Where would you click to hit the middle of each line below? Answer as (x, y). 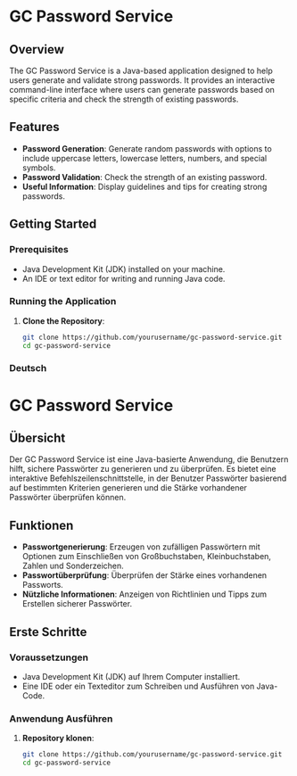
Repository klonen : (58, 739)
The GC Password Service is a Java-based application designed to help (141, 70)
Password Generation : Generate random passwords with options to (147, 148)
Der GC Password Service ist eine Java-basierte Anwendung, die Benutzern (149, 459)
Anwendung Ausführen (61, 718)
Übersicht (37, 438)
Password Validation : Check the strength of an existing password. (144, 177)
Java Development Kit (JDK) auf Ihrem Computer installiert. (131, 676)
